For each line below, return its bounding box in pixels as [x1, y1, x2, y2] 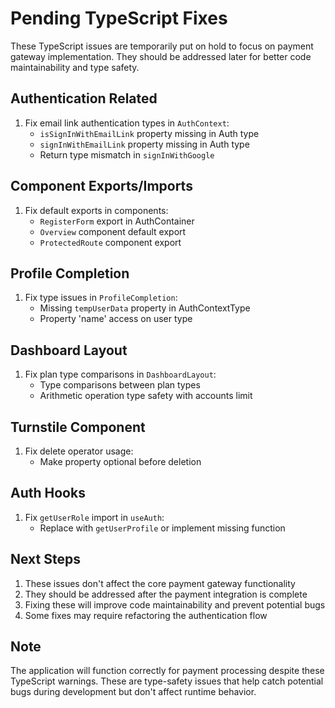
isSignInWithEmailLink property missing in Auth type [39, 127, 260, 139]
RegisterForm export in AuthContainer [39, 215, 195, 227]
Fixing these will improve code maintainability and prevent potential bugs [24, 598, 326, 611]
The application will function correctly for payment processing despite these [10, 665, 325, 677]
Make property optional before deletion [39, 456, 202, 467]
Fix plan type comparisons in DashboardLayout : [24, 368, 217, 381]
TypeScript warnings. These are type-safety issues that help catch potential [10, 675, 324, 687]
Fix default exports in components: [24, 204, 169, 216]
